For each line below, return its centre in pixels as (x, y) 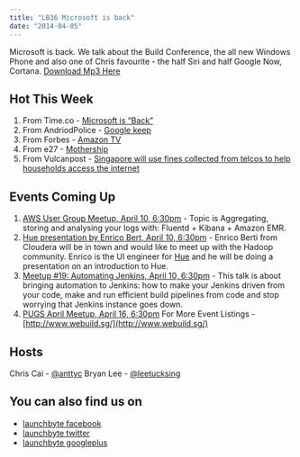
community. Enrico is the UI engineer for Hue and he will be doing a (148, 256)
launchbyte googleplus (65, 443)
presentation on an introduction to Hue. (95, 266)
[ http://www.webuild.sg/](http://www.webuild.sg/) (115, 324)
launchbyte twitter (56, 433)
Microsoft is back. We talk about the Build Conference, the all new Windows (150, 51)
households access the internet (81, 168)
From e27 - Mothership (65, 149)
